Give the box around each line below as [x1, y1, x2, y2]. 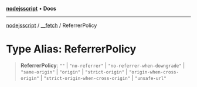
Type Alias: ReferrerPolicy [6, 42, 137, 56]
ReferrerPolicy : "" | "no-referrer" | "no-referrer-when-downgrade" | [20, 62, 185, 69]
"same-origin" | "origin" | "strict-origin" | [20, 68, 128, 75]
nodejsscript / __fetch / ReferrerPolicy [6, 22, 97, 29]
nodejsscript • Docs [6, 5, 57, 12]
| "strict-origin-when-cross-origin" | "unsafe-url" [40, 74, 167, 81]
